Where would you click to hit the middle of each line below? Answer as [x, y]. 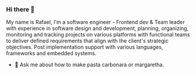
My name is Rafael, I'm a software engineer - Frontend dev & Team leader [96, 22]
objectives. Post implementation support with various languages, [85, 47]
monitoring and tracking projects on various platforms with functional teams [98, 35]
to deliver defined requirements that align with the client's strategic [87, 41]
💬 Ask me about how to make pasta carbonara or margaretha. [89, 65]
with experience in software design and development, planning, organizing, [97, 28]
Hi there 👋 [21, 9]
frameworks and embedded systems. [52, 53]
